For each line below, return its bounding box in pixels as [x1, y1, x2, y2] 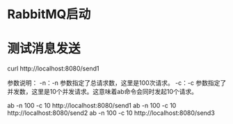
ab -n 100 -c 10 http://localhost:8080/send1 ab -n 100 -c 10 [7, 102, 177, 110]
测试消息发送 [7, 41, 81, 56]
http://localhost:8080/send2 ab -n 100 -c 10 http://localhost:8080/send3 [7, 109, 216, 117]
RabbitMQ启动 [7, 6, 91, 22]
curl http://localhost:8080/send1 [7, 64, 99, 73]
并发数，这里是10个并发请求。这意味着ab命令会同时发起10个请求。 [7, 88, 198, 96]
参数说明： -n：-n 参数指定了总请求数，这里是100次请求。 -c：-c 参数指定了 [7, 79, 227, 87]
